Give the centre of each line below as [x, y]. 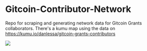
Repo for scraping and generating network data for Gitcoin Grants [74, 23]
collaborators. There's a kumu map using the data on [60, 28]
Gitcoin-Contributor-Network [68, 9]
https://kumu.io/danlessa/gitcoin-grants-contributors [60, 33]
